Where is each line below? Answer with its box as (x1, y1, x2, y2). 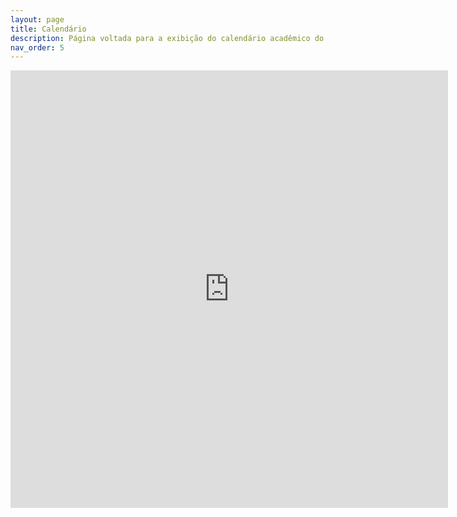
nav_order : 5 (10, 42, 65, 53)
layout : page (10, 14, 65, 25)
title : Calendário (10, 24, 87, 34)
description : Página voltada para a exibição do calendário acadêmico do (10, 33, 325, 43)
